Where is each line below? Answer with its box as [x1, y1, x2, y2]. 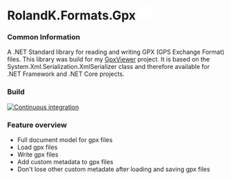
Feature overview [7, 120, 68, 130]
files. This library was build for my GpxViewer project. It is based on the [7, 55, 210, 63]
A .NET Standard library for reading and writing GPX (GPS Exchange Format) [7, 48, 225, 57]
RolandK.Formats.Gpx [7, 8, 137, 23]
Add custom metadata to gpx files [17, 158, 114, 166]
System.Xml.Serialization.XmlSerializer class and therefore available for [7, 63, 210, 71]
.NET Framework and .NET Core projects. [7, 70, 125, 78]
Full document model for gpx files [17, 136, 113, 144]
